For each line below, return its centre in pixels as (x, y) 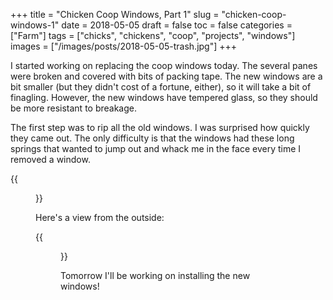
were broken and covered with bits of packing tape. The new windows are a (166, 76)
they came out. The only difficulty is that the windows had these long (152, 138)
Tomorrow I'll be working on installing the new (155, 275)
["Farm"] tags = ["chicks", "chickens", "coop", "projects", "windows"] (153, 35)
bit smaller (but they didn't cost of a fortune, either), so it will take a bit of (161, 87)
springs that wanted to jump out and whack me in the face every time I (156, 148)
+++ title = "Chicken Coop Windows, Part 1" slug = (115, 14)
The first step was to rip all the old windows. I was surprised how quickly (160, 127)
